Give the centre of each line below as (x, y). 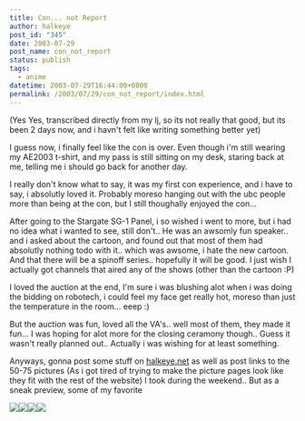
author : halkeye (40, 26)
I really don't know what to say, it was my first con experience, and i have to (151, 184)
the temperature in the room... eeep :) (79, 306)
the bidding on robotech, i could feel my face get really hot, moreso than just (152, 296)
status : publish (40, 60)
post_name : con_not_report (60, 52)
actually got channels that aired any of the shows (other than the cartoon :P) (152, 269)
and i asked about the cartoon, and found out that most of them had (136, 240)
